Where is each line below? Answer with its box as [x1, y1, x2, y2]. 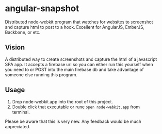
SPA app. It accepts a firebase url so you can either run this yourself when [5, 61, 154, 67]
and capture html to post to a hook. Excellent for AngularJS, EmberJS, [5, 24, 145, 30]
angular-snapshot [5, 3, 79, 14]
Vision [5, 43, 25, 51]
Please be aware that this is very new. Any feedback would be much [5, 118, 142, 124]
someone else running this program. [5, 71, 78, 78]
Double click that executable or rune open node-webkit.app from [12, 104, 140, 110]
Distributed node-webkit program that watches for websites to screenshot [5, 19, 153, 25]
